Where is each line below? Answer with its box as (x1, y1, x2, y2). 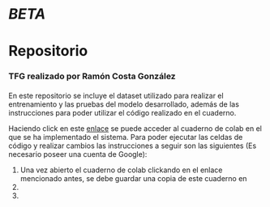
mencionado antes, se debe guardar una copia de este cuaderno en (19, 173, 247, 183)
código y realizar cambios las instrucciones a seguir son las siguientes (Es (8, 141, 257, 150)
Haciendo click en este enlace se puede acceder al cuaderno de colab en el (8, 123, 262, 133)
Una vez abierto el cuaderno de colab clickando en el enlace (19, 165, 223, 175)
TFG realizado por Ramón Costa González (8, 70, 176, 82)
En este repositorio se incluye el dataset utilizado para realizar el (8, 91, 225, 100)
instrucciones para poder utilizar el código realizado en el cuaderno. (8, 108, 237, 117)
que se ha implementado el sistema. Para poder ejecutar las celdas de (8, 132, 243, 142)
